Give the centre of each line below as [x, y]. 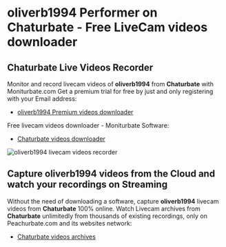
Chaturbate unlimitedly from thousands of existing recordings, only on [107, 216]
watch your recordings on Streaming [87, 185]
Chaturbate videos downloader [61, 139]
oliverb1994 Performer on [82, 13]
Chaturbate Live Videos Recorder [80, 67]
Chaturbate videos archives [56, 237]
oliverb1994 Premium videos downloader [75, 112]
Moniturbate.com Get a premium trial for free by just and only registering [110, 91]
